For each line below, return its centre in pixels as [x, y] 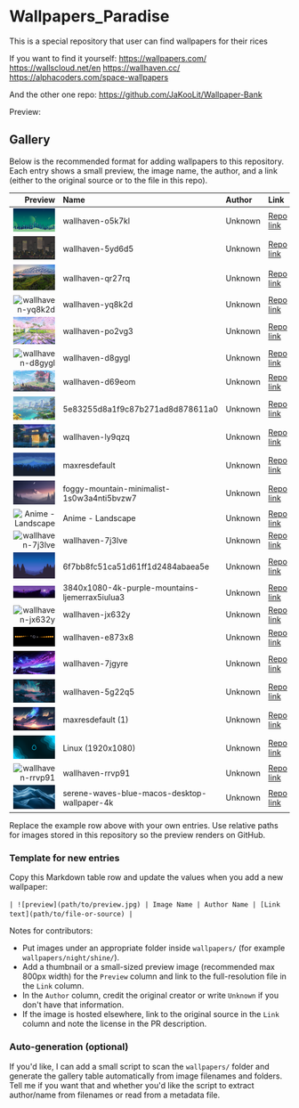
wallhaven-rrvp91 [97, 773]
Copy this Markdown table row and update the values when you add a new [146, 877]
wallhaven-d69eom [99, 382]
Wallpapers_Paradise [89, 16]
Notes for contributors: [51, 931]
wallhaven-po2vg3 [98, 331]
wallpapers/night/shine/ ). [71, 957]
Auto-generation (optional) [69, 1047]
